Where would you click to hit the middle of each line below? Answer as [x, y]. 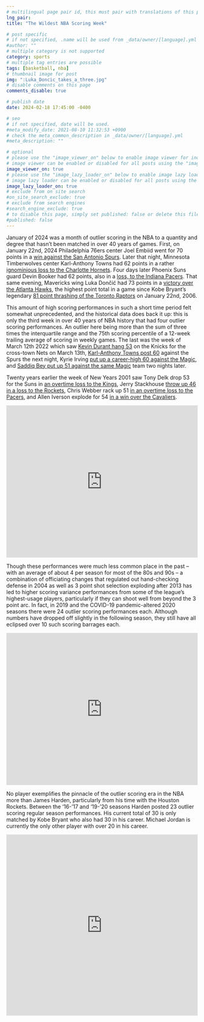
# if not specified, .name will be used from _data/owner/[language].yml [102, 40]
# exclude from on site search [46, 192]
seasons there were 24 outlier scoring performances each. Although [92, 611]
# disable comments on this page [49, 85]
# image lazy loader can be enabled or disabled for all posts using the [102, 180]
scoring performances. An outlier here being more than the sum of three [97, 327]
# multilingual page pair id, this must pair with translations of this [100, 12]
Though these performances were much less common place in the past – [98, 566]
